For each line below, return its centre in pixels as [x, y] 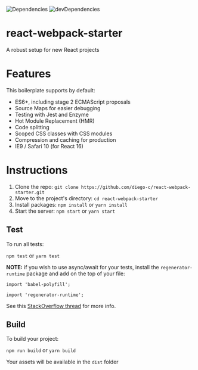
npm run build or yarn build [41, 350]
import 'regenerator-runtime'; [45, 295]
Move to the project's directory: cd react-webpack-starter [86, 198]
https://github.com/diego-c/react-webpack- [136, 187]
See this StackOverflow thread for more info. [61, 306]
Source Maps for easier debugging [58, 108]
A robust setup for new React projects [53, 49]
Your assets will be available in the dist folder [62, 362]
